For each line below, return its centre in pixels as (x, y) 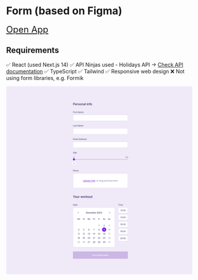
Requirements (33, 51)
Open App (27, 29)
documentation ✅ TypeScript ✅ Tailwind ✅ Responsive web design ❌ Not (95, 71)
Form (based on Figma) (64, 11)
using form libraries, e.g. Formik (45, 78)
